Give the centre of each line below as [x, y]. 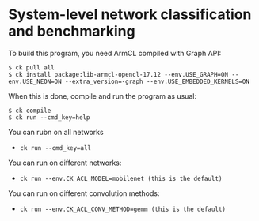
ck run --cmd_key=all [55, 148]
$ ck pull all [32, 67]
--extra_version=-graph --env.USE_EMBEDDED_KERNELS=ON [157, 81]
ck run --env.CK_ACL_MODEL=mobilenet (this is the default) [121, 178]
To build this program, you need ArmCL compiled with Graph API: [115, 53]
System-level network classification [130, 15]
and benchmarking [72, 31]
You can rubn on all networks [56, 132]
